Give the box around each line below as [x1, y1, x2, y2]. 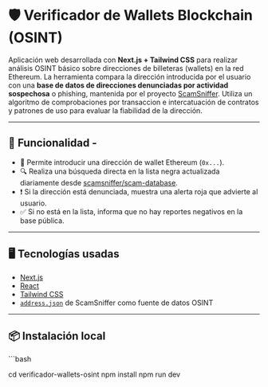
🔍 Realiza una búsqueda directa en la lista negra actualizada [19, 166, 220, 176]
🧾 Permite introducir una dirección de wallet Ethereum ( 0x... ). [19, 157, 225, 167]
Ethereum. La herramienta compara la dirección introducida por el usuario [8, 72, 251, 81]
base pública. [19, 216, 65, 225]
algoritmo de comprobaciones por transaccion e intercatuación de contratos [8, 97, 259, 107]
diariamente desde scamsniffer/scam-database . [19, 178, 178, 187]
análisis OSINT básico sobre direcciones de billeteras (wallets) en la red [8, 63, 244, 72]
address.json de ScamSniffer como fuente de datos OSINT [19, 298, 214, 307]
